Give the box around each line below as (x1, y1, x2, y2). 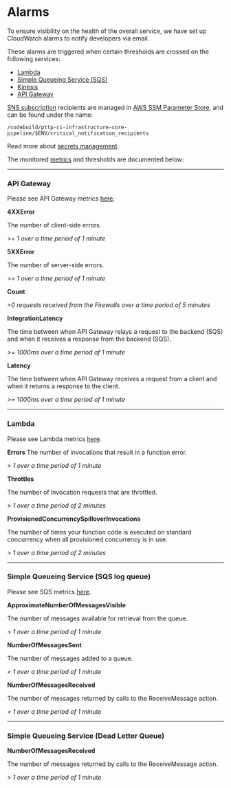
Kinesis (16, 82, 38, 91)
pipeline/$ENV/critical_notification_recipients (7, 130, 149, 137)
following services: (7, 54, 60, 63)
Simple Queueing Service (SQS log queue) (7, 572, 151, 581)
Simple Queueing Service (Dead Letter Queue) (7, 731, 165, 741)
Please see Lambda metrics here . (7, 434, 102, 443)
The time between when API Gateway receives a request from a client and (7, 375, 217, 383)
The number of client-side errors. (7, 221, 102, 229)
